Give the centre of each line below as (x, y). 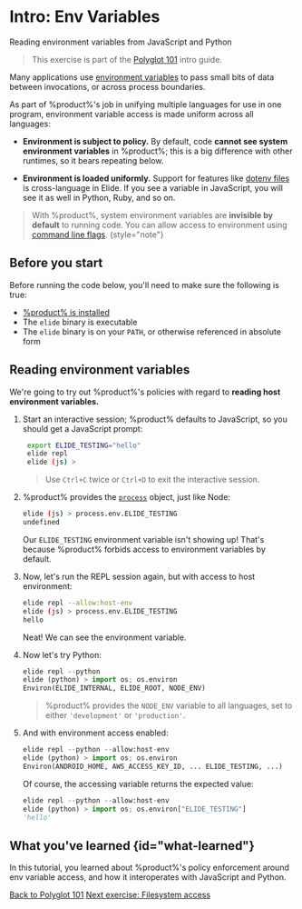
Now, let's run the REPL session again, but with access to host (139, 576)
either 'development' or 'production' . (115, 715)
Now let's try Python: (62, 654)
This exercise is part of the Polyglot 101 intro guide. (127, 59)
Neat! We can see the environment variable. (104, 637)
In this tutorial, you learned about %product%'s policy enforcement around (150, 868)
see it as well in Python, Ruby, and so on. (99, 197)
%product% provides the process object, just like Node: (127, 497)
